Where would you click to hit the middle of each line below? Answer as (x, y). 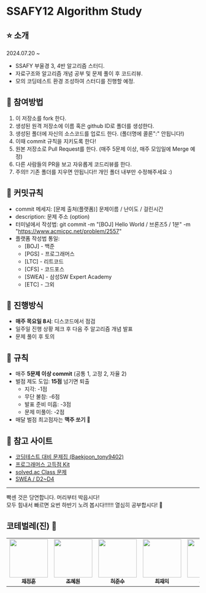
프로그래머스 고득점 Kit (43, 464)
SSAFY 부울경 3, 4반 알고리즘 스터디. (60, 66)
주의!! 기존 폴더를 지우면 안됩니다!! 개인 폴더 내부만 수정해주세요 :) (94, 172)
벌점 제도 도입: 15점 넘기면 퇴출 (52, 382)
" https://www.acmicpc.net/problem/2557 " (68, 231)
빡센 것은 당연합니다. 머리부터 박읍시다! (53, 497)
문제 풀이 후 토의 (35, 337)
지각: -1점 (36, 389)
